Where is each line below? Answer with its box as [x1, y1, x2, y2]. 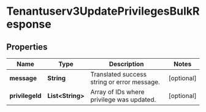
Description [109, 60, 144, 68]
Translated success [90, 70, 147, 78]
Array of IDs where [90, 88, 145, 96]
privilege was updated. [90, 95, 156, 103]
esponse [6, 17, 51, 31]
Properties [6, 42, 48, 52]
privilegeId [9, 92, 42, 100]
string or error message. [90, 78, 161, 86]
